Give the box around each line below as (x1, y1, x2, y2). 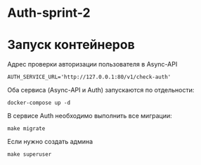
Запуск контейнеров (7, 37, 135, 53)
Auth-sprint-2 (7, 5, 91, 21)
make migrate (7, 125, 46, 132)
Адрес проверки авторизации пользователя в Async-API (7, 60, 178, 69)
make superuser (7, 151, 52, 158)
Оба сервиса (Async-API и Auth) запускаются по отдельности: (7, 86, 195, 94)
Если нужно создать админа (7, 138, 93, 146)
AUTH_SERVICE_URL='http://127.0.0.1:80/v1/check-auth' (7, 73, 171, 81)
